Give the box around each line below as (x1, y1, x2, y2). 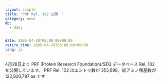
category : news (5, 16, 36, 21)
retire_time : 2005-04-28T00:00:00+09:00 (5, 43, 89, 48)
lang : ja (5, 47, 23, 52)
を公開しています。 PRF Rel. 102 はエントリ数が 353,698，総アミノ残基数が (5, 67, 157, 73)
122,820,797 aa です (5, 73, 45, 79)
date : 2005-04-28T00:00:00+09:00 (5, 38, 73, 43)
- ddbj (9, 25, 23, 30)
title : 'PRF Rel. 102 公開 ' (5, 12, 64, 17)
